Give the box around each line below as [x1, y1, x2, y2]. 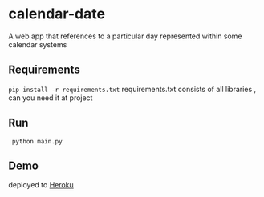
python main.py [11, 137, 63, 145]
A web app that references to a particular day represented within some [8, 31, 242, 41]
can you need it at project [8, 93, 93, 103]
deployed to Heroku [8, 180, 74, 190]
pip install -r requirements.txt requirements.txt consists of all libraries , [8, 84, 257, 94]
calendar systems [8, 39, 67, 49]
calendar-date [8, 5, 106, 23]
